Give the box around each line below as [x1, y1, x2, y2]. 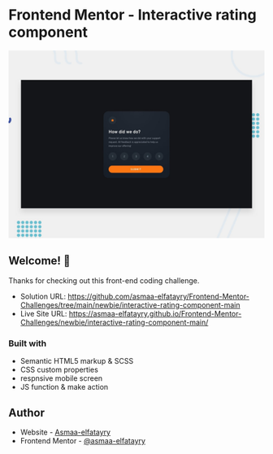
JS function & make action [19, 382, 109, 392]
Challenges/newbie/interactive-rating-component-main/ [19, 317, 209, 327]
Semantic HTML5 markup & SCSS [19, 356, 134, 366]
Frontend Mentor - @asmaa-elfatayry [19, 436, 146, 445]
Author [8, 405, 45, 420]
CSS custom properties [19, 365, 99, 375]
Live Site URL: [19, 308, 67, 318]
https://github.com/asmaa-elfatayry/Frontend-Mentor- [67, 291, 250, 301]
